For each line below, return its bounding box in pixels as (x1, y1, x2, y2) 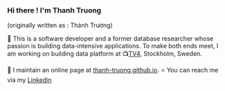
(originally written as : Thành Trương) (7, 21, 113, 30)
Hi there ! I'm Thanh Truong (7, 6, 102, 15)
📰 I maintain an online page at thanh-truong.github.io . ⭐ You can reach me (7, 66, 219, 74)
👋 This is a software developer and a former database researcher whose (7, 34, 214, 43)
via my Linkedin (7, 76, 52, 84)
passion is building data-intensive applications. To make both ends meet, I (7, 42, 219, 50)
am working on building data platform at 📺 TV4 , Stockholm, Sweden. (7, 50, 203, 58)
